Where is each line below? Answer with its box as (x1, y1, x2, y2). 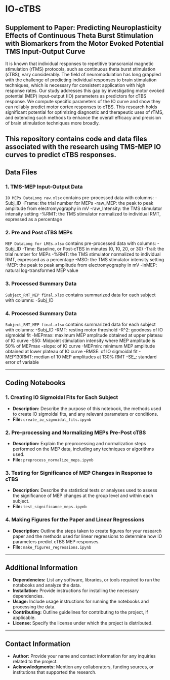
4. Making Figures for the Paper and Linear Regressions (5, 516, 145, 523)
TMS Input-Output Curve (5, 47, 86, 56)
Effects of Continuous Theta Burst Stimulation (5, 31, 154, 40)
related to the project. (12, 659, 58, 665)
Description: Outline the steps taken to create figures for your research (12, 528, 162, 534)
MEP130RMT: (5, 354, 33, 360)
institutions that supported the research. (12, 669, 97, 675)
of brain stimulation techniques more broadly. (5, 120, 100, 126)
